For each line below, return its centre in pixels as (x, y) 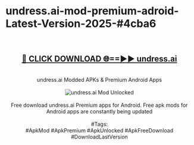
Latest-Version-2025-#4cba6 (81, 24)
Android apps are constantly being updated (99, 111)
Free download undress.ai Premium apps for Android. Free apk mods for (99, 105)
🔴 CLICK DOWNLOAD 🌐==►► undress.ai (99, 59)
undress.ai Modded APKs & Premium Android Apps (99, 79)
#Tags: (99, 124)
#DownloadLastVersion (99, 137)
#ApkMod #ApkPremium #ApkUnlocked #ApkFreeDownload (99, 130)
